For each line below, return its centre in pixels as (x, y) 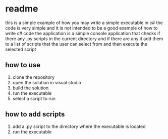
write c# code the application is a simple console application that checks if (83, 33)
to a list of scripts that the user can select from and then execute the (76, 44)
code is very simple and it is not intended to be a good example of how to (81, 28)
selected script (21, 49)
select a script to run (34, 98)
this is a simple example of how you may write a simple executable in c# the (84, 23)
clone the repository (34, 77)
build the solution (31, 88)
